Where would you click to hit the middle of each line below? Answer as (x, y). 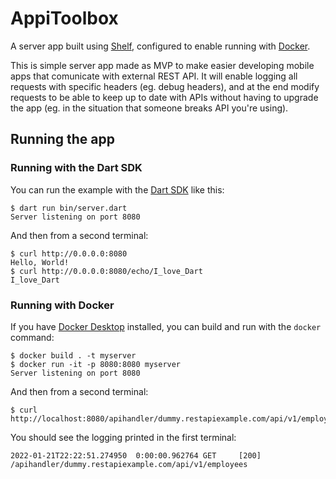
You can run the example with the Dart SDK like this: (117, 189)
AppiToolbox (64, 18)
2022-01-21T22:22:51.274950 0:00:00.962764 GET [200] (136, 455)
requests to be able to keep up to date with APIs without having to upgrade (164, 97)
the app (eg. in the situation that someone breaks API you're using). (149, 108)
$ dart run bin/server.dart (69, 208)
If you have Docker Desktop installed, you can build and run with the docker (166, 326)
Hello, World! (40, 262)
